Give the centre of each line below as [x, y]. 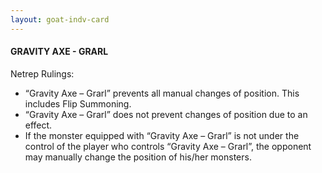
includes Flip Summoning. [78, 103]
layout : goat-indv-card [60, 19]
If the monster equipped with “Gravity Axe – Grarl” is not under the [162, 135]
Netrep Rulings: [42, 73]
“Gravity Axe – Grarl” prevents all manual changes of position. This [162, 93]
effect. [38, 125]
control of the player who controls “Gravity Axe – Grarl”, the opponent [168, 146]
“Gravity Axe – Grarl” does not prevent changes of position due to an [166, 114]
